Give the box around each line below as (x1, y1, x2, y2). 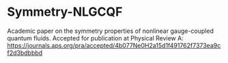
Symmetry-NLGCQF (7, 4, 123, 20)
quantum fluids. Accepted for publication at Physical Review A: (7, 34, 184, 42)
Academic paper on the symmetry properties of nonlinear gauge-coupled (7, 27, 214, 35)
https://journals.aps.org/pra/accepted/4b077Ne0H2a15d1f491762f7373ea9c (7, 41, 221, 49)
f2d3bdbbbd (7, 49, 43, 57)
